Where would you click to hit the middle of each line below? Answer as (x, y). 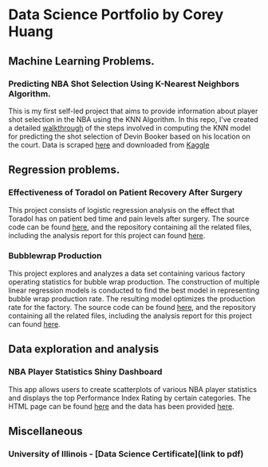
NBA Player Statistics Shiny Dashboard (85, 372)
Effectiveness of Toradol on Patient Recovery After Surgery (126, 193)
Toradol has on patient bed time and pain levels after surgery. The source (129, 218)
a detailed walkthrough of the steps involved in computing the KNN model (130, 128)
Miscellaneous (45, 431)
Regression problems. (64, 170)
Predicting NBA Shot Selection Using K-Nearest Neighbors (124, 84)
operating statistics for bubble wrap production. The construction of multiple (134, 281)
